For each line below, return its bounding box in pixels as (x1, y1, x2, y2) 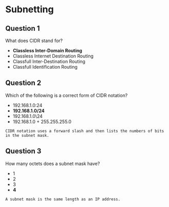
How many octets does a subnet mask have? (5, 160, 100, 167)
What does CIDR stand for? (5, 37, 63, 44)
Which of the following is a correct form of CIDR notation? (5, 92, 128, 98)
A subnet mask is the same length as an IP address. (5, 196, 121, 202)
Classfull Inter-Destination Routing (12, 58, 86, 65)
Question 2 (5, 78, 42, 88)
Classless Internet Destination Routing (12, 53, 94, 59)
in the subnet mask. (5, 133, 50, 138)
